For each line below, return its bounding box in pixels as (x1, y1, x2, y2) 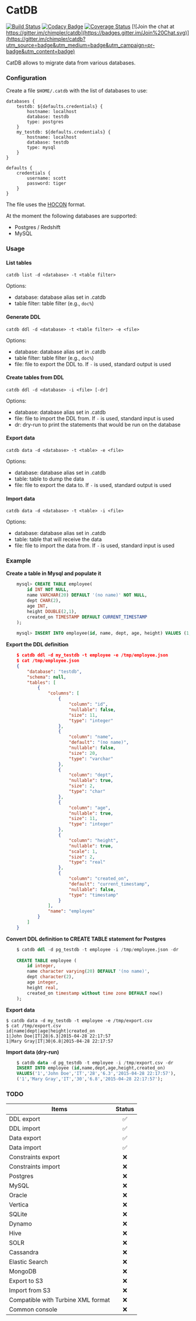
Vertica (9, 1201, 29, 1209)
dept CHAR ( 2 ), (27, 598, 61, 604)
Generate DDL (6, 313, 41, 320)
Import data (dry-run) (6, 1048, 60, 1056)
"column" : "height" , (68, 837, 118, 843)
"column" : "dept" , (68, 772, 114, 778)
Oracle (9, 1191, 27, 1199)
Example (6, 557, 32, 565)
